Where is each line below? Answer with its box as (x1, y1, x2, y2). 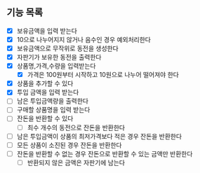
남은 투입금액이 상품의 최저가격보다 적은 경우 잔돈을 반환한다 (16, 132, 182, 140)
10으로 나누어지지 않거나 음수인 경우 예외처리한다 (16, 35, 152, 43)
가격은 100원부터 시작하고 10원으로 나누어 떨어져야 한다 (27, 71, 180, 79)
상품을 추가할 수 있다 (16, 79, 74, 88)
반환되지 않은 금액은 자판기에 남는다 (27, 158, 126, 167)
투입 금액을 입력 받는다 (16, 88, 79, 97)
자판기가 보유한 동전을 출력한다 (16, 53, 102, 61)
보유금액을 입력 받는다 (16, 27, 78, 35)
